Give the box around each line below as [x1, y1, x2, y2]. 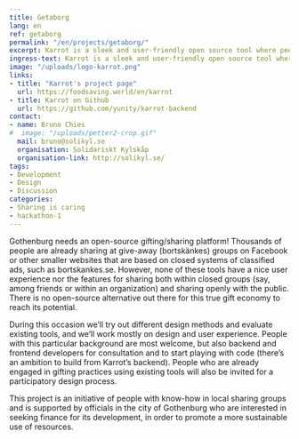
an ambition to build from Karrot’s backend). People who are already [9, 356, 260, 367]
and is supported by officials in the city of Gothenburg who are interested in [9, 402, 287, 413]
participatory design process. [9, 375, 117, 387]
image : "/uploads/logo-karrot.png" [9, 63, 141, 72]
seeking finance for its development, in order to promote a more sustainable [9, 411, 287, 422]
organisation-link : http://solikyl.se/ [17, 153, 166, 163]
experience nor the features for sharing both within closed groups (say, [9, 273, 271, 284]
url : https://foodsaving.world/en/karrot [17, 87, 174, 96]
